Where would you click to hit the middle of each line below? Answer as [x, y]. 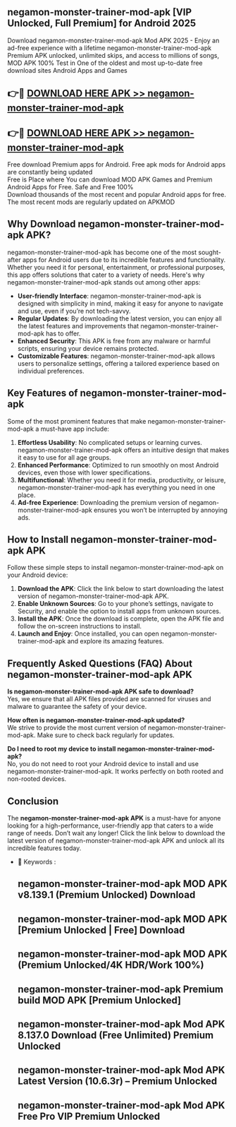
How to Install [38, 540]
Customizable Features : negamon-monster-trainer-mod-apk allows [116, 356]
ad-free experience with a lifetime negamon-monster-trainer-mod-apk [110, 48]
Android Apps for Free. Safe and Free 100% [70, 187]
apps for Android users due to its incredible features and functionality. [124, 260]
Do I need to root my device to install [62, 749]
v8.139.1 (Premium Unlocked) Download [106, 895]
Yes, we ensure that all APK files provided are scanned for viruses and [109, 699]
